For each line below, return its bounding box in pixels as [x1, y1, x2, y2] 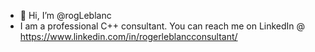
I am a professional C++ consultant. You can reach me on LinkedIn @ [19, 20, 306, 32]
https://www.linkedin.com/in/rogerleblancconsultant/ [19, 31, 238, 42]
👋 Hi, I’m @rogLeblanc [19, 10, 112, 21]
